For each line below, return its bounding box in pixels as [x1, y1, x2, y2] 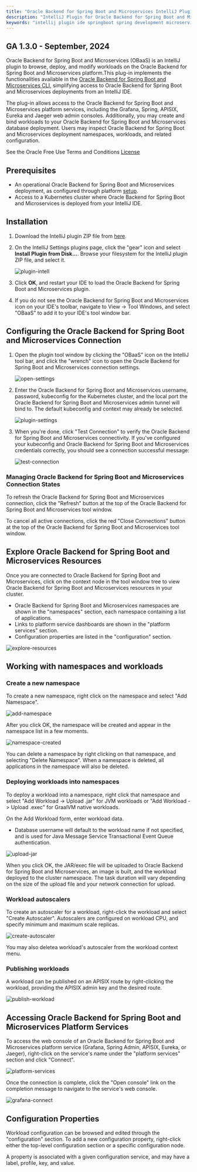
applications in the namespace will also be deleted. [6, 763, 130, 770]
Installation [6, 217, 48, 227]
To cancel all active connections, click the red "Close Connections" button [6, 517, 186, 524]
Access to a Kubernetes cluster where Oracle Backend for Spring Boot [14, 193, 185, 201]
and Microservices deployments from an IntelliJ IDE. [6, 88, 132, 95]
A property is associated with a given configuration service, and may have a [6, 1153, 190, 1160]
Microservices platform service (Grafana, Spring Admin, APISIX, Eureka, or [6, 1044, 186, 1051]
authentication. [14, 839, 51, 846]
